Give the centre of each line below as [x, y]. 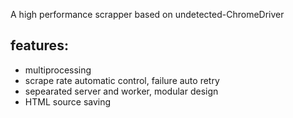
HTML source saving [68, 101]
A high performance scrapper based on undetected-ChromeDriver [147, 14]
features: [39, 45]
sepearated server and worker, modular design [121, 91]
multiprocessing [58, 70]
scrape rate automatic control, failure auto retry [122, 80]
